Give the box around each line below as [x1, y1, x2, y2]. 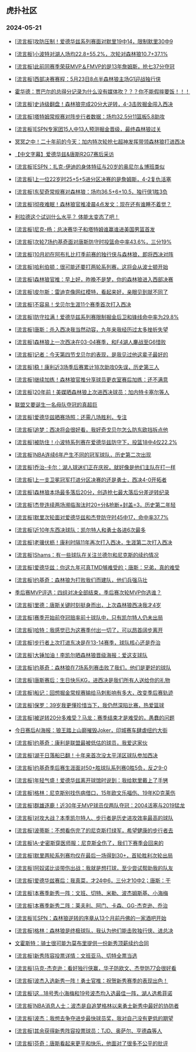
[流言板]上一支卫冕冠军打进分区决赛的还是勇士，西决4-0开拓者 [14, 476, 167, 483]
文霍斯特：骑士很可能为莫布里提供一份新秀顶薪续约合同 [14, 939, 149, 947]
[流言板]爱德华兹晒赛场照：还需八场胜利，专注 [14, 413, 128, 420]
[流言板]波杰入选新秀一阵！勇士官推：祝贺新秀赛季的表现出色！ [14, 977, 169, 984]
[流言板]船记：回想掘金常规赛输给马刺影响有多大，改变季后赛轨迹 [14, 689, 174, 696]
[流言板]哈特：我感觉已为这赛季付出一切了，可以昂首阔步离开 [14, 626, 164, 634]
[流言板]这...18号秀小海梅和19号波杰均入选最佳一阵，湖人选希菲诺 [14, 990, 172, 997]
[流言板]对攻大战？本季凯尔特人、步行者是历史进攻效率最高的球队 [14, 814, 174, 821]
